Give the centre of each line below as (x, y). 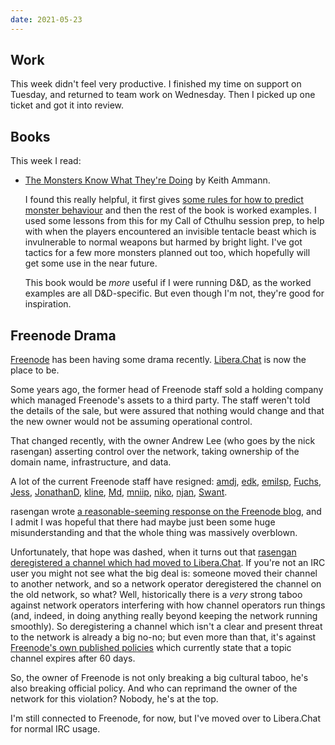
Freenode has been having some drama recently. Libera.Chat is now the (158, 360)
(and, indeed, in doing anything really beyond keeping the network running (164, 616)
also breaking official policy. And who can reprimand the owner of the (154, 688)
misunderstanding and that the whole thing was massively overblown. (154, 533)
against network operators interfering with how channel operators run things (168, 605)
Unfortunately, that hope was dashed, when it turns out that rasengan (153, 552)
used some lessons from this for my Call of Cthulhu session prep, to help (174, 221)
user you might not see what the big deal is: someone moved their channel (164, 573)
